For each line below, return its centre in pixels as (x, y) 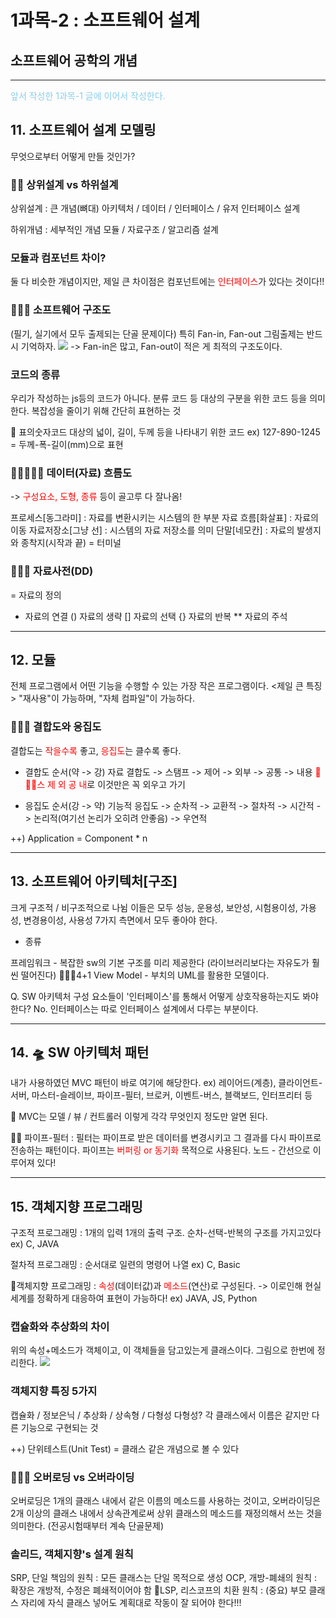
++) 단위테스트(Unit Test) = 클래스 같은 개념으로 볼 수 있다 (125, 1448)
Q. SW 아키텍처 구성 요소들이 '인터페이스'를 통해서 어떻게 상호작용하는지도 (155, 996)
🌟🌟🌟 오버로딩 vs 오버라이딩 (72, 1477)
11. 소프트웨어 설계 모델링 (83, 130)
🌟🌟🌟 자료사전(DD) (52, 571)
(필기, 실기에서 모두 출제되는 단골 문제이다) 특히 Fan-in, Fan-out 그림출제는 (157, 333)
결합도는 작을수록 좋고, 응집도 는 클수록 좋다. (96, 750)
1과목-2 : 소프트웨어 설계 (105, 20)
